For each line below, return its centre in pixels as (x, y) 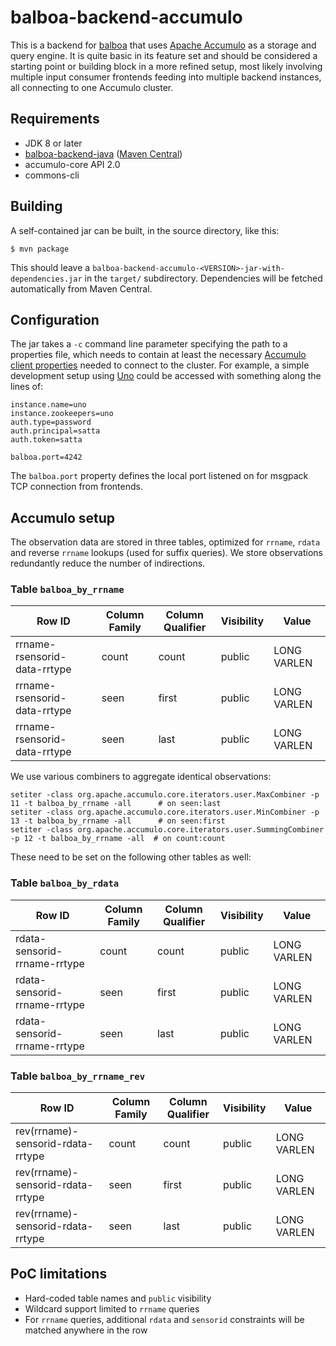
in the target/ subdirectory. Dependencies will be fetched (203, 278)
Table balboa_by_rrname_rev (78, 1076)
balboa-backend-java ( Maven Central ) (103, 153)
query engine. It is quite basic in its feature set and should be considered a (164, 55)
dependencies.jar (46, 279)
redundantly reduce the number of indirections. (108, 563)
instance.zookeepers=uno (62, 414)
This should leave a (50, 267)
